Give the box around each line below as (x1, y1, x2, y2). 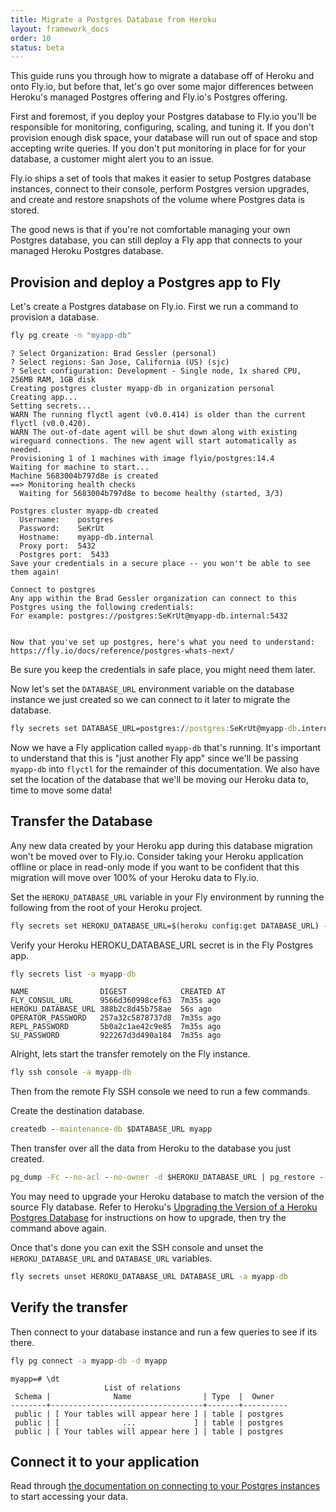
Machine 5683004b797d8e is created (10, 471, 159, 481)
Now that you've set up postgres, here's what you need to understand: (10, 637, 315, 647)
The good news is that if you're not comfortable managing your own (10, 224, 291, 236)
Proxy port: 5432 (19, 541, 97, 551)
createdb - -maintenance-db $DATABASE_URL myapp (10, 1124, 213, 1135)
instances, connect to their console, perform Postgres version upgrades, (10, 183, 310, 195)
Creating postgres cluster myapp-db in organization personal (10, 383, 275, 393)
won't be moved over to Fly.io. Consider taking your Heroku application (10, 850, 304, 862)
